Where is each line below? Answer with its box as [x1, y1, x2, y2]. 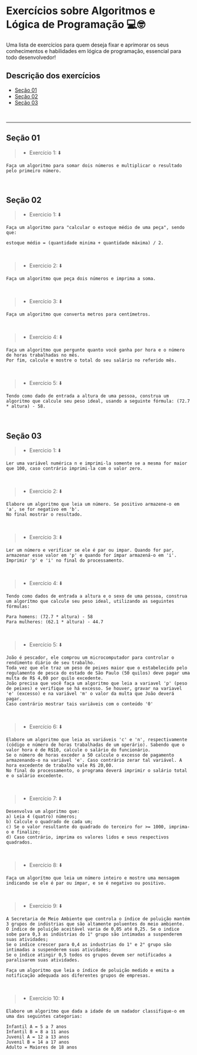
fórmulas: [6, 603, 30, 610]
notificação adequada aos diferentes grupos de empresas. [6, 973, 151, 978]
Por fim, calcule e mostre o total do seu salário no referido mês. [6, 357, 177, 363]
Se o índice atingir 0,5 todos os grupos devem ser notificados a [6, 952, 172, 958]
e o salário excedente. [6, 773, 64, 779]
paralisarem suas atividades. [6, 957, 80, 963]
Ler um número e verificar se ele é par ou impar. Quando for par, [6, 548, 175, 553]
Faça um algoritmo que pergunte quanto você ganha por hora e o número [6, 347, 185, 353]
